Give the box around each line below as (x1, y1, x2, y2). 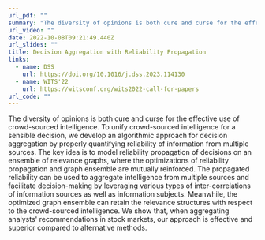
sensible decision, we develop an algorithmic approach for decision (8, 131, 228, 141)
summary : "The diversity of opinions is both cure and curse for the (8, 19, 242, 27)
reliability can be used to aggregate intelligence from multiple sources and (8, 173, 250, 182)
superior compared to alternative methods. (8, 223, 147, 233)
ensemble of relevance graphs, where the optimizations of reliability (8, 156, 230, 166)
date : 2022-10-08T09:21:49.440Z (8, 33, 114, 42)
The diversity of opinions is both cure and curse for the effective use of (8, 114, 241, 123)
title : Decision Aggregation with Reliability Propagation (8, 48, 207, 56)
